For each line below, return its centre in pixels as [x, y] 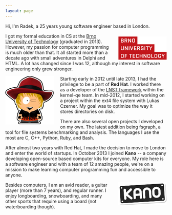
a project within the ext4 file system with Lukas [110, 101]
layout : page [19, 11]
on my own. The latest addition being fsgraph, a [111, 127]
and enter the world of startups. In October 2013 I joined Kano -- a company [86, 153]
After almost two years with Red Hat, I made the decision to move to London [86, 148]
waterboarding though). [30, 207]
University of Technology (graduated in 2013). [54, 42]
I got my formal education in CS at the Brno [51, 36]
